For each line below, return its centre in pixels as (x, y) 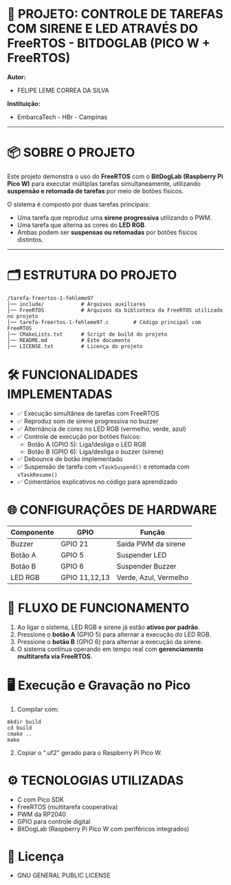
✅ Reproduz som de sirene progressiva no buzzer (88, 421)
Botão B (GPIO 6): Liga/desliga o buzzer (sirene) (96, 451)
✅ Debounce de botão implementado (69, 459)
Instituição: (24, 103)
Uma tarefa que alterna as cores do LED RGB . (81, 225)
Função (152, 532)
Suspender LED (142, 555)
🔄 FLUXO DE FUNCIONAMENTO (98, 608)
